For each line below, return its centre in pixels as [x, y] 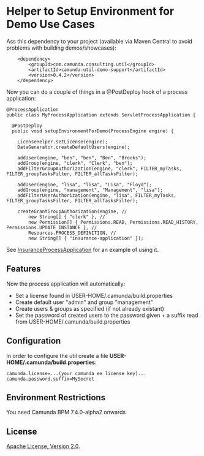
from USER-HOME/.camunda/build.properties [73, 321]
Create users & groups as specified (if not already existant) [89, 308]
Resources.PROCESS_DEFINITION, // [72, 233]
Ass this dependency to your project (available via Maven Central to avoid [100, 41]
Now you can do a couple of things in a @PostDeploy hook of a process [97, 92]
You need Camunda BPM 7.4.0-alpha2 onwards [66, 412]
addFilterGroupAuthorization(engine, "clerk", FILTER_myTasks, [100, 169]
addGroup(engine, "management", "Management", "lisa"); [90, 190]
